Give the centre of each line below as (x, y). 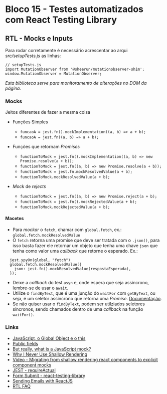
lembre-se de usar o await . (40, 288)
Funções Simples (30, 122)
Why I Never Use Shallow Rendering (50, 354)
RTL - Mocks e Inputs (39, 38)
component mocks (32, 365)
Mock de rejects (29, 186)
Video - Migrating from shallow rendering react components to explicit (85, 359)
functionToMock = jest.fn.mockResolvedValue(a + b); (76, 172)
